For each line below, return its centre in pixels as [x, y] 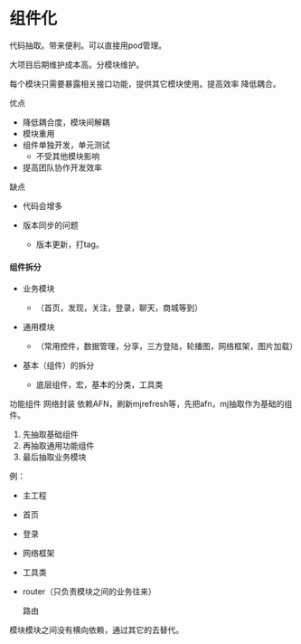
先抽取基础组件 [50, 434]
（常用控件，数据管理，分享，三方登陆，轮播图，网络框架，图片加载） [167, 346]
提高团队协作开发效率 [62, 167]
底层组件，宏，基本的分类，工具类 [99, 384]
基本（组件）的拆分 [58, 365]
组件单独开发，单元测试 [66, 145]
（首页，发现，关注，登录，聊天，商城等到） [119, 308]
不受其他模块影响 [68, 156]
